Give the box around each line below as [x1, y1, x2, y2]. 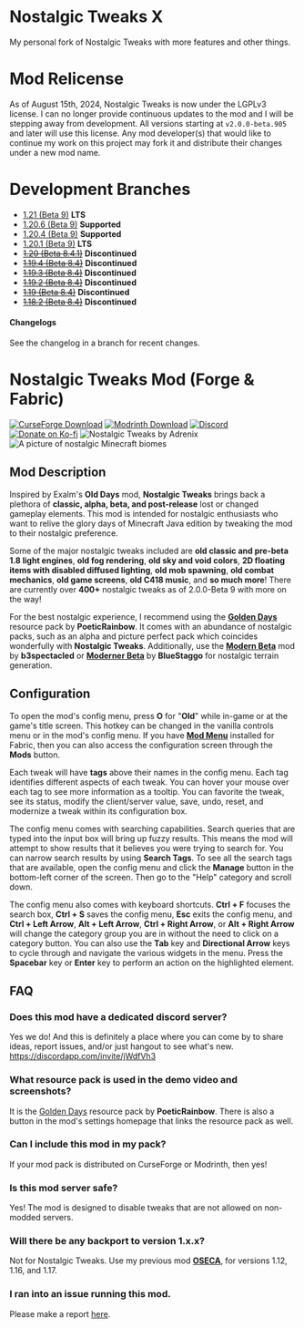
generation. [9, 659, 53, 671]
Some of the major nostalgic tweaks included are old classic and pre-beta [9, 545, 289, 556]
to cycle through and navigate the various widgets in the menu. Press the [9, 947, 284, 958]
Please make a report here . [9, 1308, 111, 1319]
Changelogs [9, 317, 57, 328]
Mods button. [9, 749, 61, 760]
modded [9, 1212, 41, 1223]
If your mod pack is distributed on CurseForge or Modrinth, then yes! [9, 1158, 268, 1169]
